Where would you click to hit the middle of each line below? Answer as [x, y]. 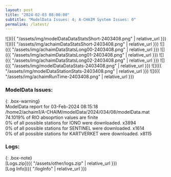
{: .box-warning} [23, 101]
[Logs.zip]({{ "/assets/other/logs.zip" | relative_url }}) [61, 163]
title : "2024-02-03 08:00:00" [38, 15]
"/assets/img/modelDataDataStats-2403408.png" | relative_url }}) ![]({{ [87, 66]
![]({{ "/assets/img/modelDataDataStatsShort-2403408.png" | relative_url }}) [86, 39]
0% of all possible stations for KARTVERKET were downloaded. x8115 [79, 134]
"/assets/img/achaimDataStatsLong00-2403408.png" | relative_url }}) [86, 49]
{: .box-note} [19, 158]
